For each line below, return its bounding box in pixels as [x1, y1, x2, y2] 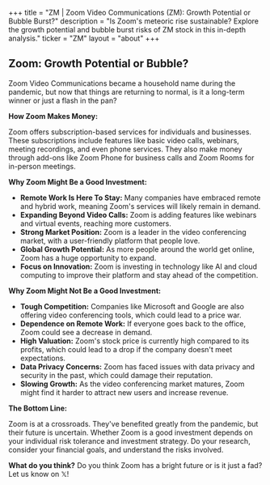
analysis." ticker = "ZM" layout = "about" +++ [8, 33, 160, 43]
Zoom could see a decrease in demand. [19, 327, 153, 337]
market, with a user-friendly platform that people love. [19, 236, 200, 245]
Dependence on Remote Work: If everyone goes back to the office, [19, 318, 247, 328]
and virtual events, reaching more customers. [19, 219, 172, 228]
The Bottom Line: [8, 403, 67, 413]
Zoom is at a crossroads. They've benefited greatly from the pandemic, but [8, 419, 259, 428]
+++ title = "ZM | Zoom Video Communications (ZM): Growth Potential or [8, 8, 251, 17]
